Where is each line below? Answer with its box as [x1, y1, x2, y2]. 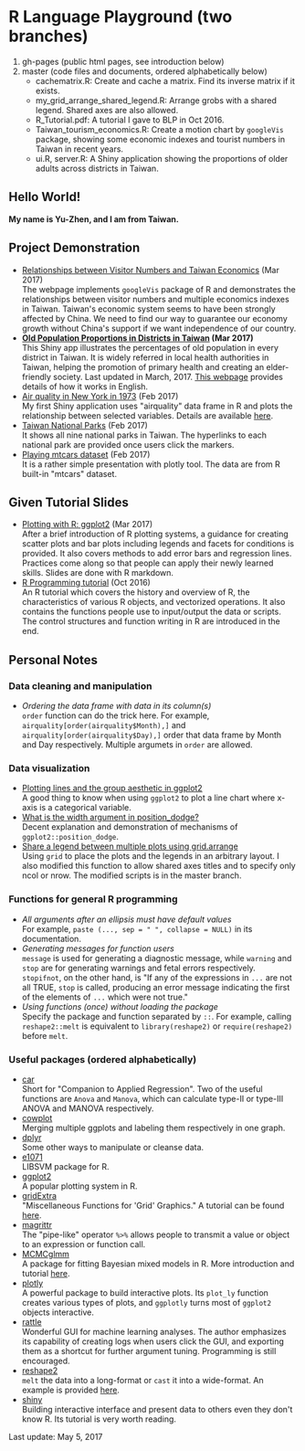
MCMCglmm [21, 1248, 70, 1259]
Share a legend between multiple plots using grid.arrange [21, 841, 238, 852]
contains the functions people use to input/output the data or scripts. [21, 606, 282, 618]
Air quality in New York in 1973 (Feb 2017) [21, 390, 179, 401]
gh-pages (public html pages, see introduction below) [21, 56, 225, 67]
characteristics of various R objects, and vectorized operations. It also [21, 597, 286, 608]
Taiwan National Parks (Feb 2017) [21, 419, 148, 430]
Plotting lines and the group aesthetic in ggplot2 [21, 783, 203, 794]
